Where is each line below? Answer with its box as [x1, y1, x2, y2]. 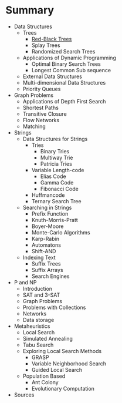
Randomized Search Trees [31, 48, 96, 55]
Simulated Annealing [22, 335, 73, 342]
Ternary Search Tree [31, 197, 82, 204]
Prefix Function [31, 210, 69, 217]
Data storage [22, 316, 55, 323]
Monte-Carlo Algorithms [31, 229, 90, 236]
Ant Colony [31, 378, 59, 385]
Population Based [22, 372, 66, 380]
